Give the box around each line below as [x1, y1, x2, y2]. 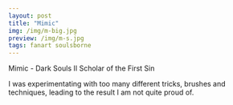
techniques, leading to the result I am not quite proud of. [8, 87, 194, 97]
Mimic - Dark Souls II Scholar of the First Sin [8, 63, 155, 73]
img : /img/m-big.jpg [8, 26, 78, 34]
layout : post [8, 11, 52, 20]
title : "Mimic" [8, 19, 59, 27]
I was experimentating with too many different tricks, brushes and [8, 79, 227, 89]
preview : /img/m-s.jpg [8, 34, 84, 42]
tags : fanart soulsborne [8, 42, 92, 50]
